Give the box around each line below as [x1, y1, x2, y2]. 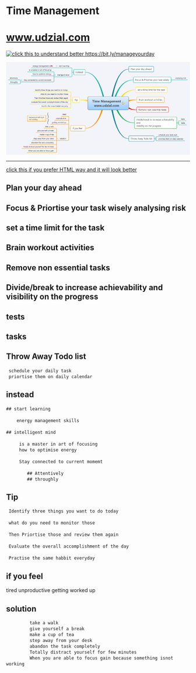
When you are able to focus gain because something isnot [29, 655, 174, 661]
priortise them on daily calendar [8, 373, 93, 379]
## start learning [6, 406, 51, 412]
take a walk [29, 620, 59, 626]
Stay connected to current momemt [19, 458, 103, 464]
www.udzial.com [6, 31, 90, 45]
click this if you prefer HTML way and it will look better [6, 166, 137, 173]
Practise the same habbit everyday [8, 555, 95, 561]
